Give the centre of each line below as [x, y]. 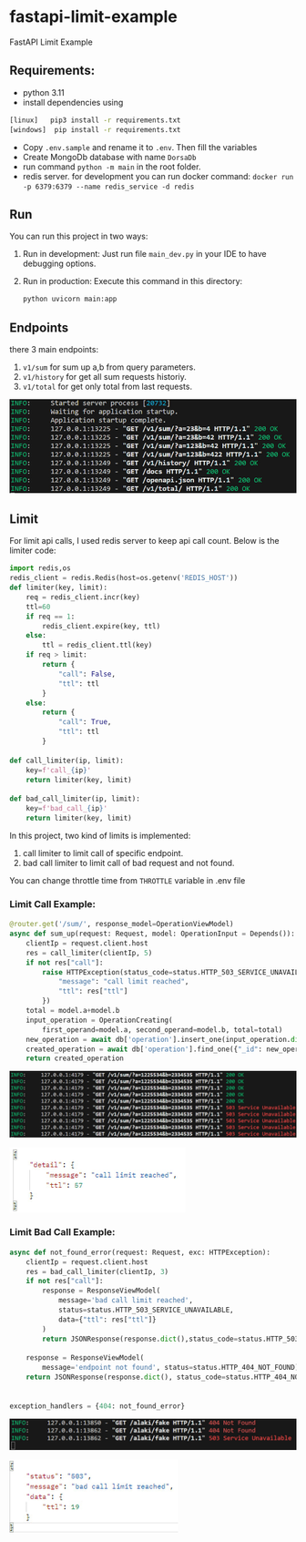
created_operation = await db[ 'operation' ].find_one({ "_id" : [144, 1049]
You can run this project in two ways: [79, 236]
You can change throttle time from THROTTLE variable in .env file [127, 880]
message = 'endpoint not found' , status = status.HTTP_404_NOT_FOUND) [171, 1368]
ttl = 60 [38, 607]
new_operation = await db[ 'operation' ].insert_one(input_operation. [158, 1039]
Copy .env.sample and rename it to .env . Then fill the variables [140, 147]
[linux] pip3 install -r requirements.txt [95, 120]
